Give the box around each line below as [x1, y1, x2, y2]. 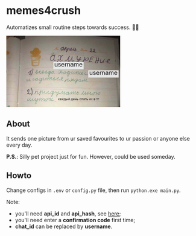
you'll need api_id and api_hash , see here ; [14, 209, 121, 217]
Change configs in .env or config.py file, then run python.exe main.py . [6, 187, 181, 194]
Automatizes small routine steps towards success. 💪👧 [6, 24, 139, 31]
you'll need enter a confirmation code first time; [14, 216, 136, 223]
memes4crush [6, 4, 81, 18]
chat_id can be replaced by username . [14, 223, 113, 230]
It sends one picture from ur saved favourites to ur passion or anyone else [6, 135, 190, 142]
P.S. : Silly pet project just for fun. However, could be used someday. [6, 153, 176, 160]
